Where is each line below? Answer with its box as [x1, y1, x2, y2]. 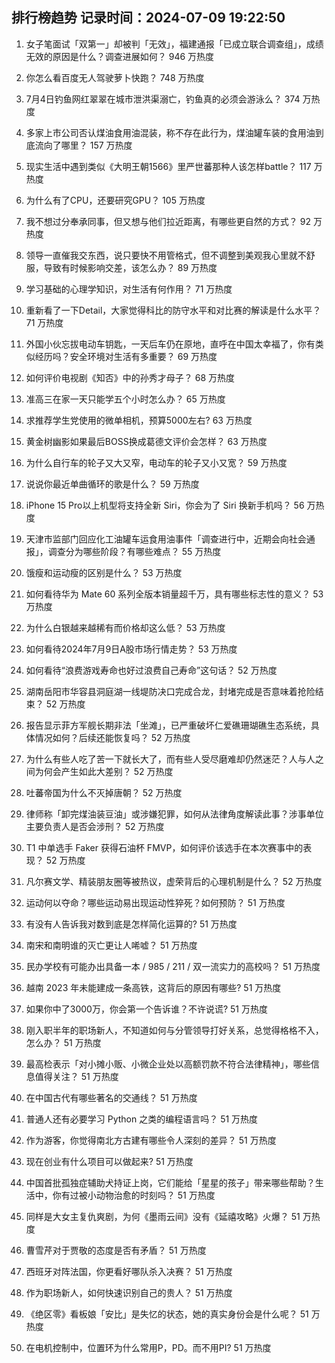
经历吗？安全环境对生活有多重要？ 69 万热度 [34, 350, 218, 362]
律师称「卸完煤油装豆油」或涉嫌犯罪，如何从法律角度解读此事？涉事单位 [25, 808, 324, 820]
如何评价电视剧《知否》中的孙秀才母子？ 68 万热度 [25, 371, 236, 383]
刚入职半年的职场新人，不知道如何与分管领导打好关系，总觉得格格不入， [25, 1024, 324, 1036]
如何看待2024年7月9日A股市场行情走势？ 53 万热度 [25, 643, 238, 655]
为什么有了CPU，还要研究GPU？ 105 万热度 [25, 194, 206, 206]
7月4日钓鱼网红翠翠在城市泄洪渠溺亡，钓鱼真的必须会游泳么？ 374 [25, 93, 301, 105]
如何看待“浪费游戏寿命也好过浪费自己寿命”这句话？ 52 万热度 [25, 664, 278, 676]
